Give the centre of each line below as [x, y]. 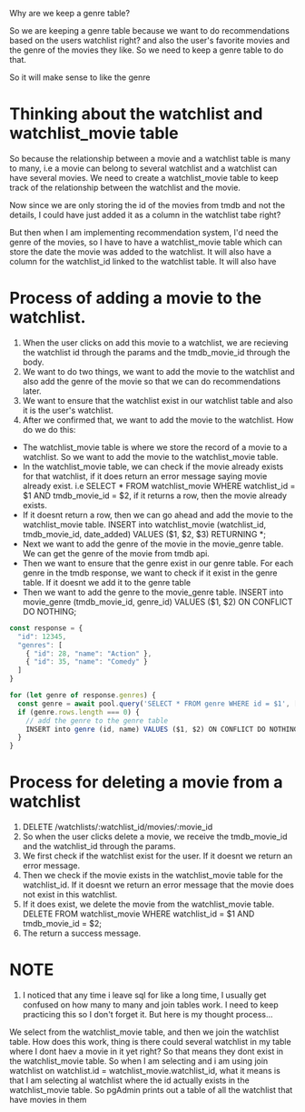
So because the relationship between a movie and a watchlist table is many [150, 158]
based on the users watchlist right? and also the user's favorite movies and [150, 40]
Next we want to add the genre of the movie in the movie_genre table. [153, 544]
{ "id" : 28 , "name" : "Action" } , [89, 654]
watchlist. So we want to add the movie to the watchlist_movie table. [150, 456]
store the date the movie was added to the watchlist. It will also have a [141, 251]
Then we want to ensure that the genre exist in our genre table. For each [158, 563]
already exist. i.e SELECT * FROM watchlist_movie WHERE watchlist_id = [159, 486]
